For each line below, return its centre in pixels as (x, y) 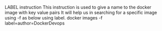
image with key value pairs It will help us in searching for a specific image (81, 12)
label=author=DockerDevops (35, 23)
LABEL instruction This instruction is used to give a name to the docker (78, 7)
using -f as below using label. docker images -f (54, 18)
